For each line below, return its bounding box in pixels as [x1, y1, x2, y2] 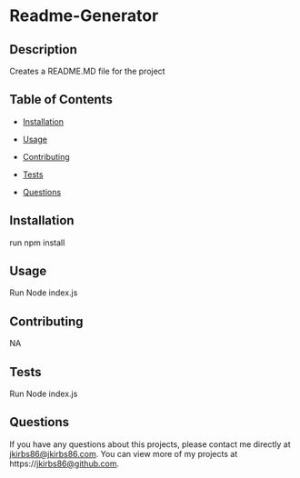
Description [9, 42, 77, 57]
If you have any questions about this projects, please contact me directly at [9, 438, 291, 450]
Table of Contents [9, 92, 114, 107]
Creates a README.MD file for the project [9, 65, 165, 76]
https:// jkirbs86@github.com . [9, 458, 120, 469]
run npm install [9, 237, 65, 248]
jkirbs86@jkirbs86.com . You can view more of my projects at [9, 448, 238, 459]
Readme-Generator [9, 5, 159, 26]
